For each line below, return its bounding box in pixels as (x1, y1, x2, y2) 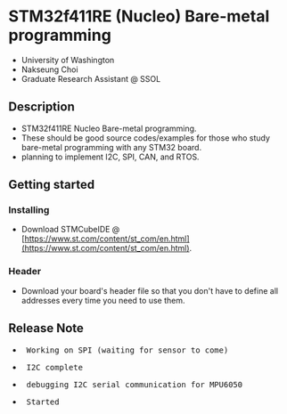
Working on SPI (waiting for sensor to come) (26, 345, 229, 355)
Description (8, 100, 75, 115)
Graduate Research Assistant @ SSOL (20, 73, 161, 84)
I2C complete (26, 362, 84, 372)
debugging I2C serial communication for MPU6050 (26, 379, 242, 389)
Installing (8, 204, 50, 216)
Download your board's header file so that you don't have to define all (20, 285, 278, 296)
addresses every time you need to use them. (20, 295, 185, 305)
